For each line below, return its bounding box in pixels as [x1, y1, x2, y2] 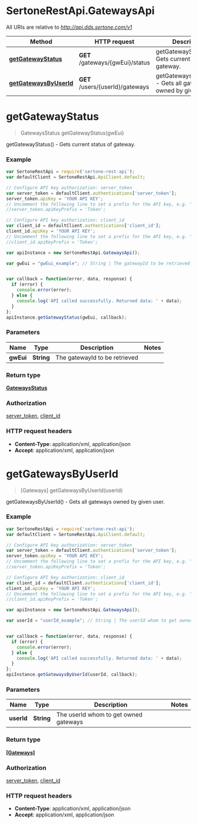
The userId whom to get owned [56, 711, 142, 719]
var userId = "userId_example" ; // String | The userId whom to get [6, 618, 177, 624]
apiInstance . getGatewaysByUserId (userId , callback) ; [6, 672, 138, 678]
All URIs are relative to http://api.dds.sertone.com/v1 [6, 24, 133, 31]
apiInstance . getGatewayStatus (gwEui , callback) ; [6, 314, 127, 320]
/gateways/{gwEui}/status [79, 58, 151, 66]
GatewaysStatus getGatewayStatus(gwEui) [20, 129, 124, 136]
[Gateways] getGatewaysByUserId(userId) [20, 487, 123, 494]
